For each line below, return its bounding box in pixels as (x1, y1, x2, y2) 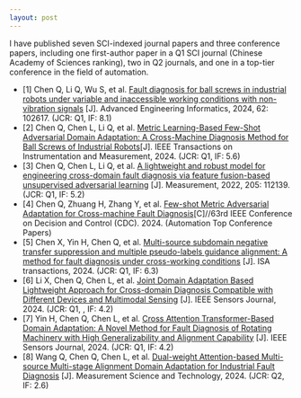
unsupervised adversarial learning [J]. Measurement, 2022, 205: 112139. (22, 179, 290, 190)
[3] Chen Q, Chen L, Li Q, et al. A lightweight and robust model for (22, 160, 266, 171)
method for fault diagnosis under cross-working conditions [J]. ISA (22, 255, 271, 266)
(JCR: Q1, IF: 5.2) (22, 189, 85, 199)
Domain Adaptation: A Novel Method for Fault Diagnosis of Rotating (22, 323, 272, 333)
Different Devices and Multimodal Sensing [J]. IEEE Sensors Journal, (22, 294, 277, 305)
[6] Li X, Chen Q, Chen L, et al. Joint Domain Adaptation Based (22, 275, 254, 286)
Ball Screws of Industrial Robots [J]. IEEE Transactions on (22, 141, 234, 152)
